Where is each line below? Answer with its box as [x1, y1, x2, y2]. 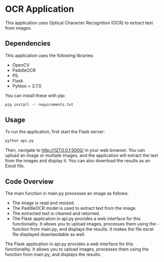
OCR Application [5, 3, 75, 15]
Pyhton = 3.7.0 [12, 83, 42, 89]
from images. [5, 25, 32, 31]
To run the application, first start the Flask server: [5, 129, 105, 135]
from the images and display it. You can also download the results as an [5, 158, 151, 164]
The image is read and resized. [12, 200, 75, 206]
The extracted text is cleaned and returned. [12, 211, 100, 217]
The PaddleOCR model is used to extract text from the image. [12, 205, 137, 211]
